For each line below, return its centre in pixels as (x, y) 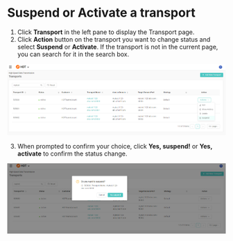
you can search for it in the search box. (73, 54)
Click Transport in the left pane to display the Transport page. (106, 32)
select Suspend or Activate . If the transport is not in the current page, (118, 47)
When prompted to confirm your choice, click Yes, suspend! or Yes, (115, 146)
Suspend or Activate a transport (101, 13)
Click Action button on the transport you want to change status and (114, 39)
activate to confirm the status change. (72, 153)
